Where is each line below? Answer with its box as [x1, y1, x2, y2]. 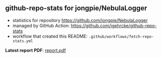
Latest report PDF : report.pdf [5, 47, 66, 53]
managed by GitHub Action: [12, 22, 70, 28]
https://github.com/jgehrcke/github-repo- [71, 22, 157, 28]
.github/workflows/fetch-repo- [88, 34, 154, 39]
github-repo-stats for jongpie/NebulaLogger [5, 4, 147, 12]
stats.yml [12, 38, 34, 43]
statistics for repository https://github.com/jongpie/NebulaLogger [12, 17, 148, 23]
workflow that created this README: [12, 33, 88, 39]
